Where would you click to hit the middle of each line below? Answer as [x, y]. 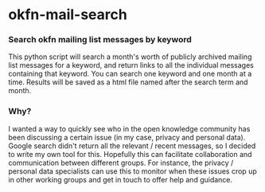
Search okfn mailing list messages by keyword [100, 40]
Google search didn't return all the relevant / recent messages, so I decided [132, 146]
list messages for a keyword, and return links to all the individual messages [131, 65]
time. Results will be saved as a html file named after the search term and [128, 82]
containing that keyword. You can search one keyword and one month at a [130, 74]
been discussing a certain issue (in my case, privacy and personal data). [127, 137]
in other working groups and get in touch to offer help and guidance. [121, 179]
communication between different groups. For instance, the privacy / [121, 163]
